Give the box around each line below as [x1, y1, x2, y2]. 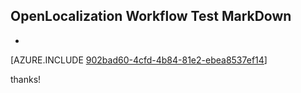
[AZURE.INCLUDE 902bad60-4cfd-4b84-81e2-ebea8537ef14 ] [10, 54, 268, 66]
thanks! [10, 73, 42, 85]
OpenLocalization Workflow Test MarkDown [10, 8, 292, 25]
